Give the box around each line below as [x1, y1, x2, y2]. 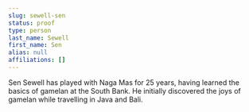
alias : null [8, 48, 48, 56]
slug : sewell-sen [8, 11, 66, 20]
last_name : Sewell [8, 33, 69, 42]
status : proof [8, 19, 56, 27]
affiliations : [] [8, 56, 66, 64]
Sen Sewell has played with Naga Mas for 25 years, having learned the [8, 77, 240, 87]
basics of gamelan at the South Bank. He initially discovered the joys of [8, 86, 241, 95]
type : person [8, 26, 52, 34]
